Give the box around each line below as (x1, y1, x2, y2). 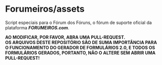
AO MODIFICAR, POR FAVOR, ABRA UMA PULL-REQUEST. (5, 34, 125, 40)
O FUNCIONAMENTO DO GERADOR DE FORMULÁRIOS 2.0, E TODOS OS (5, 44, 155, 50)
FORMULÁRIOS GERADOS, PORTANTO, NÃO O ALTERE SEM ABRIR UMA (5, 50, 156, 56)
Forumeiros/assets (5, 3, 85, 15)
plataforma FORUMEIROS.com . (5, 24, 69, 30)
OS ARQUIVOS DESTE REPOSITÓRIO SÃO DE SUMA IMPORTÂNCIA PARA (5, 39, 157, 45)
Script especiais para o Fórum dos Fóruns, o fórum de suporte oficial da (5, 20, 152, 25)
